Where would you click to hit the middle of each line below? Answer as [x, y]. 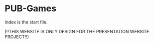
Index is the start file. [26, 22]
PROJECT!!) [17, 37]
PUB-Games [31, 9]
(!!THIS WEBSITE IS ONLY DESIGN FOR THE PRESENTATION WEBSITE [77, 31]
